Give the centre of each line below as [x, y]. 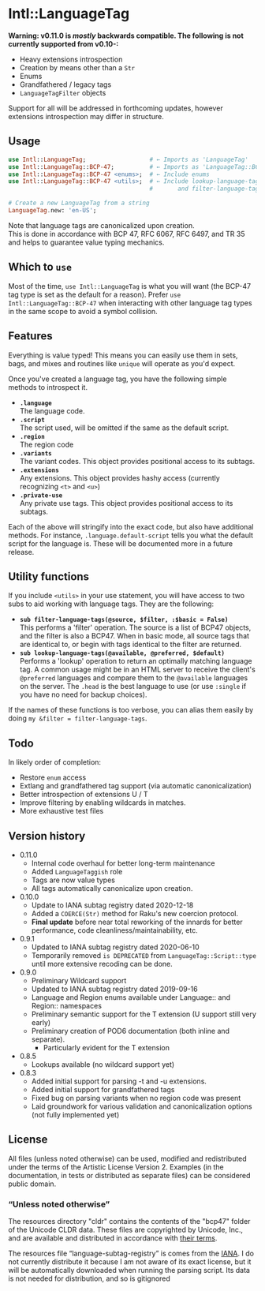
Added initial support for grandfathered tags [103, 1089]
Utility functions [49, 576]
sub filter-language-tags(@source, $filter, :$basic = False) [124, 620]
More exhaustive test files [62, 811]
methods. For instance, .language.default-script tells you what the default [131, 535]
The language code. [52, 410]
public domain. [32, 1184]
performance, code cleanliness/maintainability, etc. [115, 930]
